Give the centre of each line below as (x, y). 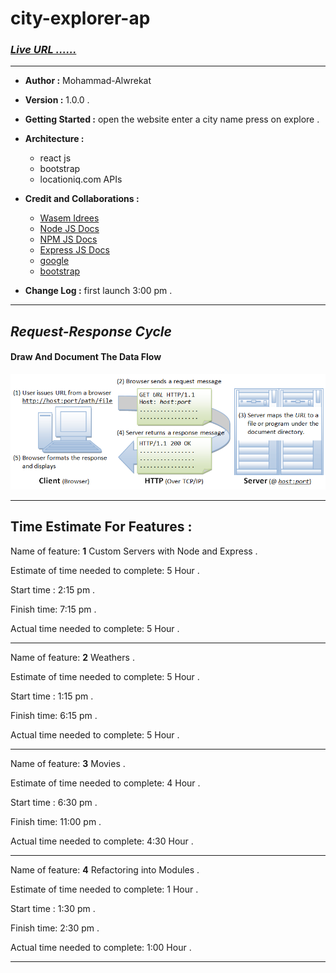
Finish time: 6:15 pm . (54, 715)
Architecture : (54, 139)
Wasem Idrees (69, 218)
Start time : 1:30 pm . (53, 908)
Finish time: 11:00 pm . (56, 821)
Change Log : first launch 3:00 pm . (98, 291)
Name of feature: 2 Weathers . (72, 657)
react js (55, 158)
